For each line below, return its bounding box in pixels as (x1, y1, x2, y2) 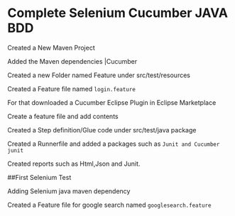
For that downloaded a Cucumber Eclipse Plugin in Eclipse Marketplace (7, 98, 217, 107)
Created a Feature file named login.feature (7, 84, 136, 93)
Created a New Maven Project (7, 43, 95, 52)
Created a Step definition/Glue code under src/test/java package (7, 125, 197, 134)
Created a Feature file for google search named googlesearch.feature (7, 200, 212, 209)
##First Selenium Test (7, 173, 72, 181)
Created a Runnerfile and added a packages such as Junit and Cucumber (7, 140, 220, 148)
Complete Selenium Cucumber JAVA (7, 5, 229, 21)
